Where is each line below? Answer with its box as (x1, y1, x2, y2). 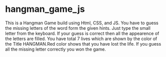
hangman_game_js (5, 3, 85, 15)
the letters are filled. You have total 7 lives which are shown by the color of (5, 36, 158, 42)
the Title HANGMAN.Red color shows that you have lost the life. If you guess (5, 41, 162, 47)
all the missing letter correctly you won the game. (5, 46, 106, 52)
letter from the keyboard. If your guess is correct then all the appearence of (5, 30, 160, 36)
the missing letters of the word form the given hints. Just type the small (5, 25, 151, 31)
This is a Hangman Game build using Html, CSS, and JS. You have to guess (5, 20, 159, 26)
